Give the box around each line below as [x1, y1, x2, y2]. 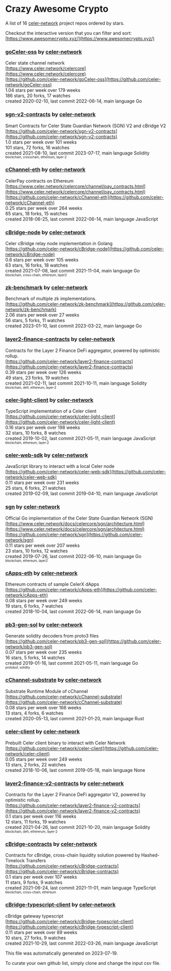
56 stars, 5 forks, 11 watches [5, 318, 65, 324]
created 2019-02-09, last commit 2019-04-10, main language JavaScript [5, 490, 158, 497]
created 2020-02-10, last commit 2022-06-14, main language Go [5, 98, 142, 104]
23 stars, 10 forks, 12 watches [5, 547, 68, 554]
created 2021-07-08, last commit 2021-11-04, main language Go [5, 268, 140, 274]
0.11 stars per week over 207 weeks [5, 542, 80, 548]
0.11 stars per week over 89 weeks [5, 929, 78, 935]
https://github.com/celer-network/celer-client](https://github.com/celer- [7, 745, 159, 751]
